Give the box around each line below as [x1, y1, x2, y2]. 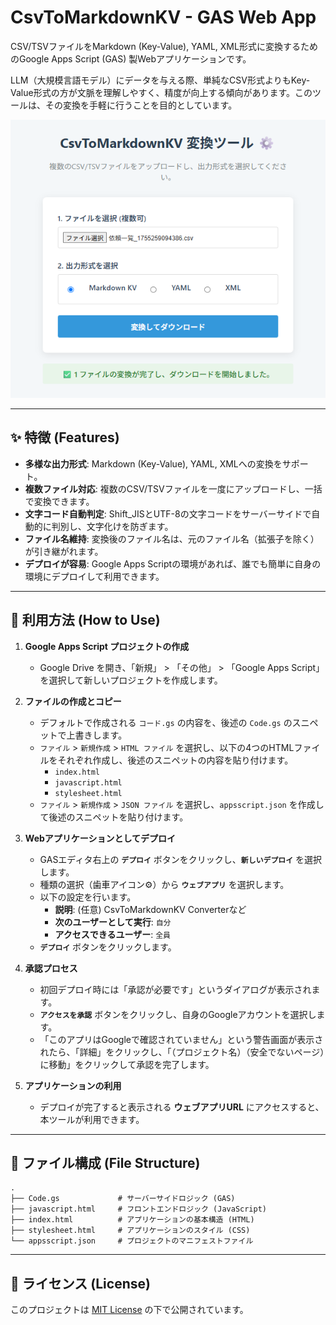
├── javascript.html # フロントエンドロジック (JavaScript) [10, 1204, 267, 1215]
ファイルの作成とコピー [24, 695, 122, 707]
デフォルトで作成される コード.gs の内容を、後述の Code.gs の [39, 716, 293, 728]
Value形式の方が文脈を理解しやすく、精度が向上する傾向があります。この [10, 86, 313, 98]
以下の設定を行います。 [39, 891, 137, 903]
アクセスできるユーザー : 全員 [54, 928, 171, 940]
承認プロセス [24, 962, 78, 974]
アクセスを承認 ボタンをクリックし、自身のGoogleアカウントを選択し [39, 1008, 317, 1020]
